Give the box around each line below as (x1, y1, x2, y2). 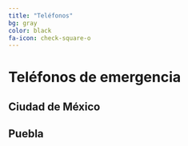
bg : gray (8, 19, 38, 27)
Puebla (8, 127, 44, 140)
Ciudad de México (8, 100, 101, 113)
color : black (8, 26, 52, 34)
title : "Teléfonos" (8, 11, 74, 20)
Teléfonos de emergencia (8, 69, 182, 86)
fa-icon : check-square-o (8, 34, 91, 42)
